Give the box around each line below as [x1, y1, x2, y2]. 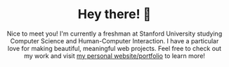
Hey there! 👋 [77, 6, 152, 22]
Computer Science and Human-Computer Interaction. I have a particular [10, 36, 219, 45]
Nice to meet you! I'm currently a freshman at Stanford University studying [6, 29, 223, 38]
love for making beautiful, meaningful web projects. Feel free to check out [7, 44, 222, 52]
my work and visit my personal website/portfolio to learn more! [23, 52, 206, 60]
